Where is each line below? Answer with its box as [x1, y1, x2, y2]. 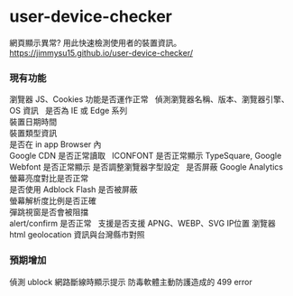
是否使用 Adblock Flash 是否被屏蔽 [9, 184, 138, 195]
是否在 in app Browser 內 [9, 139, 102, 150]
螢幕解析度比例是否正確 [9, 196, 96, 207]
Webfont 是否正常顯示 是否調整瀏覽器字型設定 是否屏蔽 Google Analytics [9, 162, 284, 172]
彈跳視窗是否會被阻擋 [9, 207, 88, 217]
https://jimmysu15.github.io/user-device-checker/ [9, 47, 194, 58]
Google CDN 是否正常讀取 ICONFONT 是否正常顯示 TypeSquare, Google [9, 151, 282, 162]
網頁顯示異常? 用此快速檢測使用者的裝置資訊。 [9, 37, 182, 48]
